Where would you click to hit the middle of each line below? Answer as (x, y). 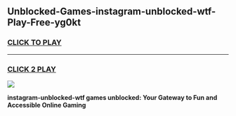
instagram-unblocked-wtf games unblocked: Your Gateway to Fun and (112, 97)
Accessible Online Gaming (47, 105)
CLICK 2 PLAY (32, 69)
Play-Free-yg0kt (44, 23)
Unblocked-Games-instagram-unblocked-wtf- (112, 12)
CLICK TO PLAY (34, 43)
